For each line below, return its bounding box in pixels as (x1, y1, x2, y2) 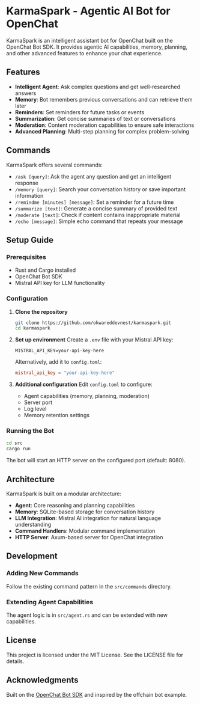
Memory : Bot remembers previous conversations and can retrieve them (14, 96, 193, 103)
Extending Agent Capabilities (6, 598, 94, 606)
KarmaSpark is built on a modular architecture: (6, 490, 122, 497)
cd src (6, 440, 23, 446)
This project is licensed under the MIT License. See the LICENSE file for (6, 651, 184, 658)
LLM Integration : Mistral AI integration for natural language (14, 515, 161, 522)
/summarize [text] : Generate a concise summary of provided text (14, 204, 178, 212)
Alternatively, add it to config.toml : (14, 358, 102, 366)
